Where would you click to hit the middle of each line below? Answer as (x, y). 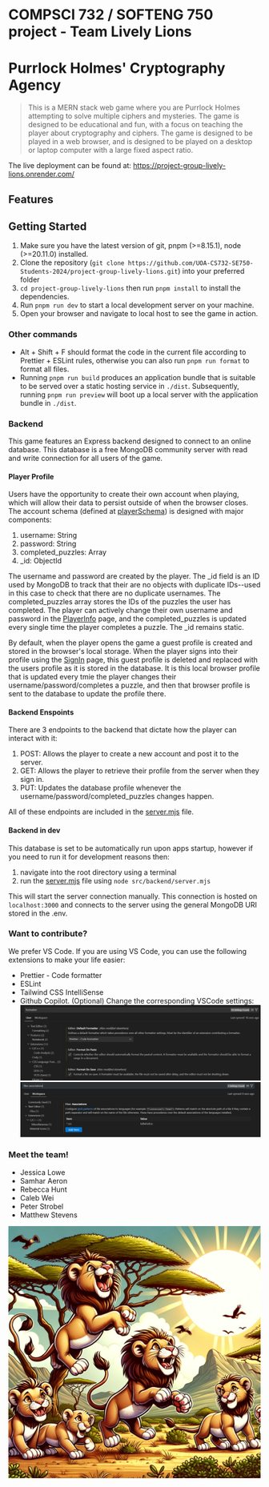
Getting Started (48, 226)
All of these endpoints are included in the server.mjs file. (101, 812)
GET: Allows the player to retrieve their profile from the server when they (140, 771)
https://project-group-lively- (180, 166)
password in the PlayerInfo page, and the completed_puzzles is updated (127, 619)
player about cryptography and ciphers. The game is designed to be (141, 133)
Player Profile (31, 476)
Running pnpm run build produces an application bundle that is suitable (138, 377)
